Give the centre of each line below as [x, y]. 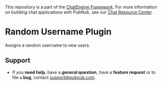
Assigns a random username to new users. [48, 45]
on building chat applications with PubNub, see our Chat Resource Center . [79, 12]
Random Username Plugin [58, 32]
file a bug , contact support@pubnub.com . [54, 77]
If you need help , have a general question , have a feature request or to [84, 72]
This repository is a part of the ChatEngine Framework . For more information [81, 7]
